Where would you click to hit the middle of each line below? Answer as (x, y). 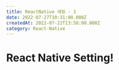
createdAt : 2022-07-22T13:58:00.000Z (53, 23)
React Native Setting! (60, 58)
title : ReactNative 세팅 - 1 (41, 12)
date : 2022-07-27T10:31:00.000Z (46, 17)
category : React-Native (36, 28)
